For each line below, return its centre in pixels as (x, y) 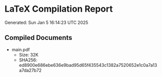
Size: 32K (29, 55)
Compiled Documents (38, 38)
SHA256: (28, 60)
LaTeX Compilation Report (59, 9)
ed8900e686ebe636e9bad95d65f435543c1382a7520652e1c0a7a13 (88, 65)
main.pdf (21, 49)
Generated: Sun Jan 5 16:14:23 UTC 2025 (46, 22)
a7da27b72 (30, 70)
